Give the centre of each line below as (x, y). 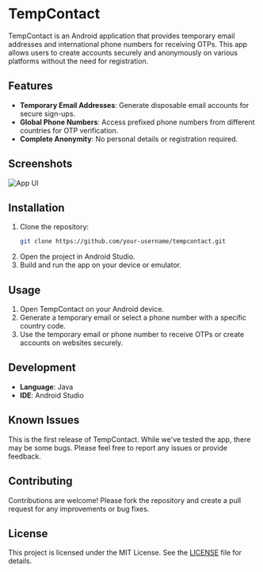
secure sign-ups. (48, 113)
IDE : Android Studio (52, 395)
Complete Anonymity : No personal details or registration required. (129, 139)
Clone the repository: (54, 227)
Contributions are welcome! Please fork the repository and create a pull (125, 500)
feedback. (25, 456)
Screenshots (40, 164)
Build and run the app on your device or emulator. (101, 265)
